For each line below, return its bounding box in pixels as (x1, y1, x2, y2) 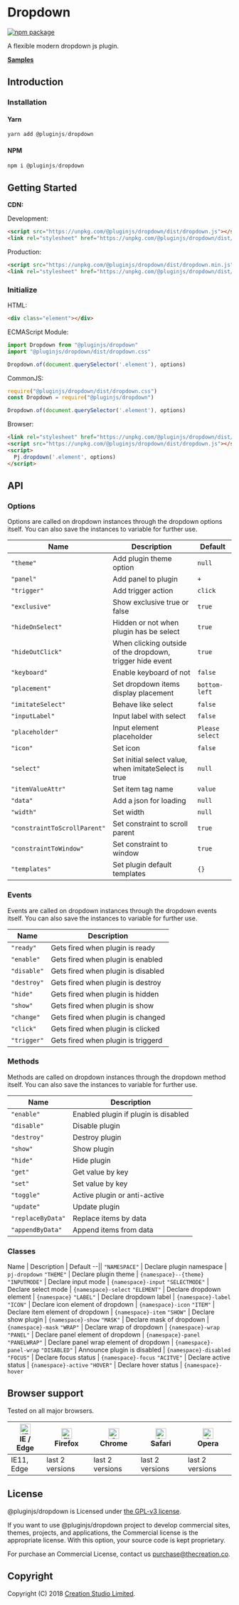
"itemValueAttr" (11, 785, 66, 794)
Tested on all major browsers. (7, 1406, 95, 1415)
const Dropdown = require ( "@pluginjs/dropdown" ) (7, 394, 154, 401)
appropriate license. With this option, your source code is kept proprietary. (7, 1535, 225, 1545)
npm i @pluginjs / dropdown (7, 162, 84, 169)
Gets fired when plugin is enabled (51, 954, 164, 964)
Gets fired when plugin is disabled (51, 966, 165, 976)
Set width (112, 807, 144, 817)
